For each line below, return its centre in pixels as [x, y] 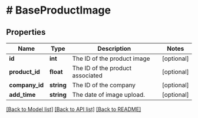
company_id [27, 85]
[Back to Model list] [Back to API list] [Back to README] [74, 109]
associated [88, 76]
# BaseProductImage [58, 10]
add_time [22, 95]
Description [114, 49]
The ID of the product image [111, 58]
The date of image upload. [109, 95]
